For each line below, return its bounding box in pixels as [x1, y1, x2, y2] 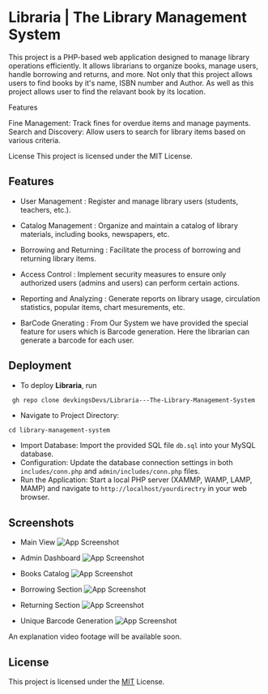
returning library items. [19, 253, 97, 263]
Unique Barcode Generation [19, 616, 113, 626]
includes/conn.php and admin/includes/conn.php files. [19, 467, 201, 476]
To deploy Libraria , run [19, 380, 97, 390]
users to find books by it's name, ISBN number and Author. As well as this [8, 78, 254, 88]
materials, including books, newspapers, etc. [19, 229, 170, 239]
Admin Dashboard [19, 553, 81, 563]
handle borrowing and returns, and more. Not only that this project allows [8, 69, 253, 79]
